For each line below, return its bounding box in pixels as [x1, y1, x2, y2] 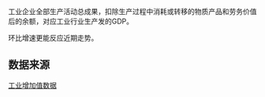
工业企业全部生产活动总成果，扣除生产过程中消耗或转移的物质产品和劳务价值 [8, 7, 257, 16]
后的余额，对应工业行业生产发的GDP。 [8, 16, 134, 26]
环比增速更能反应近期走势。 [8, 34, 99, 42]
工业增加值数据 [8, 81, 57, 90]
